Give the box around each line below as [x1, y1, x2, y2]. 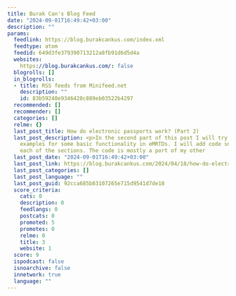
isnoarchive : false [13, 264, 71, 271]
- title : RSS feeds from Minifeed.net [13, 82, 128, 89]
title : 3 [20, 238, 46, 245]
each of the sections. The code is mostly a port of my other [20, 147, 206, 154]
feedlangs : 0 [20, 206, 58, 213]
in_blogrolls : [13, 75, 55, 83]
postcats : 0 [20, 213, 55, 220]
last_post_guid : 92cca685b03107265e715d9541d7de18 [13, 180, 165, 187]
